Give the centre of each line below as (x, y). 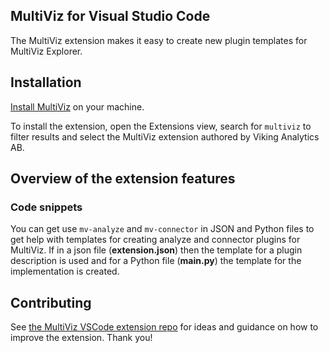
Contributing (51, 302)
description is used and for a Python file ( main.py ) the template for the (156, 261)
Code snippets (46, 207)
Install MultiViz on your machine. (77, 106)
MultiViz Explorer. (46, 51)
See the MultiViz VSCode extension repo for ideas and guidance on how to (164, 327)
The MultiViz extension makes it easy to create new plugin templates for (159, 40)
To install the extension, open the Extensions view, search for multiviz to (161, 126)
